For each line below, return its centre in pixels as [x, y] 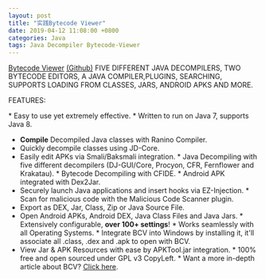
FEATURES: [27, 100]
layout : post [30, 16]
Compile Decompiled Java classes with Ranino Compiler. [113, 139]
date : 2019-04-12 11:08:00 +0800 [64, 30]
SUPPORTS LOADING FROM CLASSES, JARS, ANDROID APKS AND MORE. [131, 85]
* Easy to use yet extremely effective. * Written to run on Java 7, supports [129, 116]
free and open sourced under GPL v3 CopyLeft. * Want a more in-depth [137, 258]
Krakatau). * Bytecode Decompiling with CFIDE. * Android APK [122, 174]
